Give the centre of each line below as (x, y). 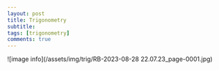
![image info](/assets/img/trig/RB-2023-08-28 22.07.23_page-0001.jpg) (110, 59)
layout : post (26, 14)
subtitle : (22, 26)
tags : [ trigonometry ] (39, 33)
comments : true (29, 40)
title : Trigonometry (37, 20)
